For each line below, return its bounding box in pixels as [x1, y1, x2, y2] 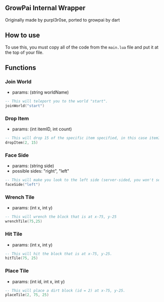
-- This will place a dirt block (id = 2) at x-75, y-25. [5, 288, 125, 293]
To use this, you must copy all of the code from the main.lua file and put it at [5, 44, 159, 50]
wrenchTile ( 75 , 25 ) [5, 219, 42, 224]
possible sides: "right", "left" [12, 168, 69, 174]
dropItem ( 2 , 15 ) [5, 140, 38, 145]
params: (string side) [12, 163, 55, 169]
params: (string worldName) [12, 89, 69, 95]
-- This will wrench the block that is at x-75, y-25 [5, 214, 117, 220]
